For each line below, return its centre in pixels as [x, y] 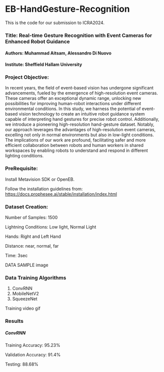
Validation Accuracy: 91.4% [33, 355]
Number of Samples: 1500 [31, 217]
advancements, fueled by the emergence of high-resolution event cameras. [82, 93]
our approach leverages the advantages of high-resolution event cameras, [80, 130]
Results [14, 321]
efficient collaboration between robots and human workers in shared [74, 145]
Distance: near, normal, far [32, 246]
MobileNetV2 [26, 294]
